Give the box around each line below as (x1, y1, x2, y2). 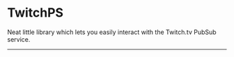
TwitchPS (7, 5, 64, 21)
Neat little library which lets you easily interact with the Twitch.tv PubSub (7, 28, 217, 36)
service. (7, 35, 31, 43)
